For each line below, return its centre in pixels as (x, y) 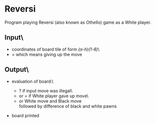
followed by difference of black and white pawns (68, 106)
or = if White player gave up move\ (54, 96)
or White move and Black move (50, 101)
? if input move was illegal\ (46, 91)
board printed (25, 115)
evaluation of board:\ (32, 81)
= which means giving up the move (47, 54)
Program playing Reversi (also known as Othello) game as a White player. (78, 22)
